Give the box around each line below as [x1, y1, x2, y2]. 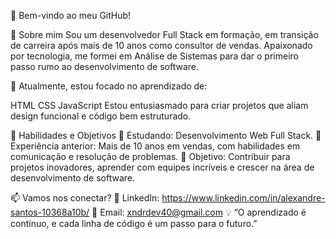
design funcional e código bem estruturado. [10, 110, 192, 122]
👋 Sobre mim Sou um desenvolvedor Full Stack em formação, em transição [10, 29, 319, 40]
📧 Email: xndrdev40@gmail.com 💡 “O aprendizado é [91, 206, 307, 218]
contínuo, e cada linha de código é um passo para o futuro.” [10, 218, 258, 229]
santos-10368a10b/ [10, 206, 90, 218]
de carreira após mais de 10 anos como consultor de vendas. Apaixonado [10, 40, 313, 51]
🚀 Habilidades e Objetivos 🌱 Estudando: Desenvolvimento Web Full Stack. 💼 [10, 130, 322, 141]
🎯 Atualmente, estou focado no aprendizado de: [10, 80, 208, 92]
